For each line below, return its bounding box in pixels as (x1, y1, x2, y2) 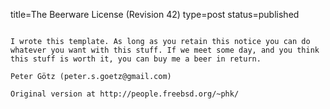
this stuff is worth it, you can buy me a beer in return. (10, 54, 262, 64)
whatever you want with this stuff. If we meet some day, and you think (10, 45, 320, 55)
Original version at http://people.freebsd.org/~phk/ (10, 89, 240, 99)
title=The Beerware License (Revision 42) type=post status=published (10, 9, 300, 20)
